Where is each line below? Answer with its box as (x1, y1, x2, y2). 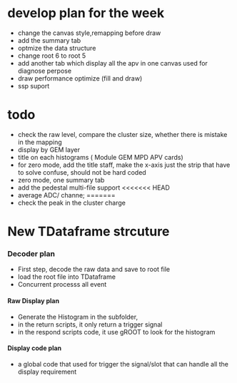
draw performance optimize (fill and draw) (17, 73, 143, 83)
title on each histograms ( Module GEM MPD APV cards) (17, 153, 183, 161)
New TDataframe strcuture (7, 223, 170, 240)
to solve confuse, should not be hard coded (17, 168, 146, 176)
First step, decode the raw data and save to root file (17, 265, 170, 274)
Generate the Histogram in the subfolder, (17, 312, 138, 321)
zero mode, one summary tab (17, 175, 105, 184)
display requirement (17, 367, 77, 376)
